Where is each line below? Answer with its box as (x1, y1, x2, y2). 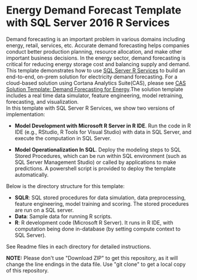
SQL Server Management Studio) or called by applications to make (14, 159, 176, 166)
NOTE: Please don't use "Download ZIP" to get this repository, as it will (6, 254, 178, 261)
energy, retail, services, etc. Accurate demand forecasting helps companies (6, 42, 190, 49)
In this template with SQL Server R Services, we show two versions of (6, 104, 175, 111)
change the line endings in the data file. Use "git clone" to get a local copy (6, 261, 186, 268)
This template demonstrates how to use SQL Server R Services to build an (6, 67, 185, 74)
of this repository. (6, 266, 49, 274)
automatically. (14, 171, 49, 178)
